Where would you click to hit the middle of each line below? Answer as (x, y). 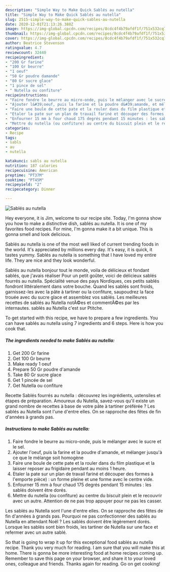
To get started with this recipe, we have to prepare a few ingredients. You (82, 318)
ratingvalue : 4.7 (24, 48)
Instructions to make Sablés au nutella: (48, 429)
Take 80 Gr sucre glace (37, 375)
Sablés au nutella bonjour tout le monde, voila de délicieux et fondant (77, 270)
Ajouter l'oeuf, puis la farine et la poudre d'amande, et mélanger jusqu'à (87, 452)
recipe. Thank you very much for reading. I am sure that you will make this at (85, 548)
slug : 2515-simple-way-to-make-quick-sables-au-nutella (65, 19)
